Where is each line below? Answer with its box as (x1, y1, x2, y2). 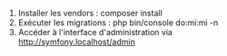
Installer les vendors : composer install (17, 8, 163, 18)
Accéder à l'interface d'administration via (17, 27, 173, 37)
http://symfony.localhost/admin (17, 36, 136, 47)
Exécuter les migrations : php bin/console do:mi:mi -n (17, 17, 219, 28)
